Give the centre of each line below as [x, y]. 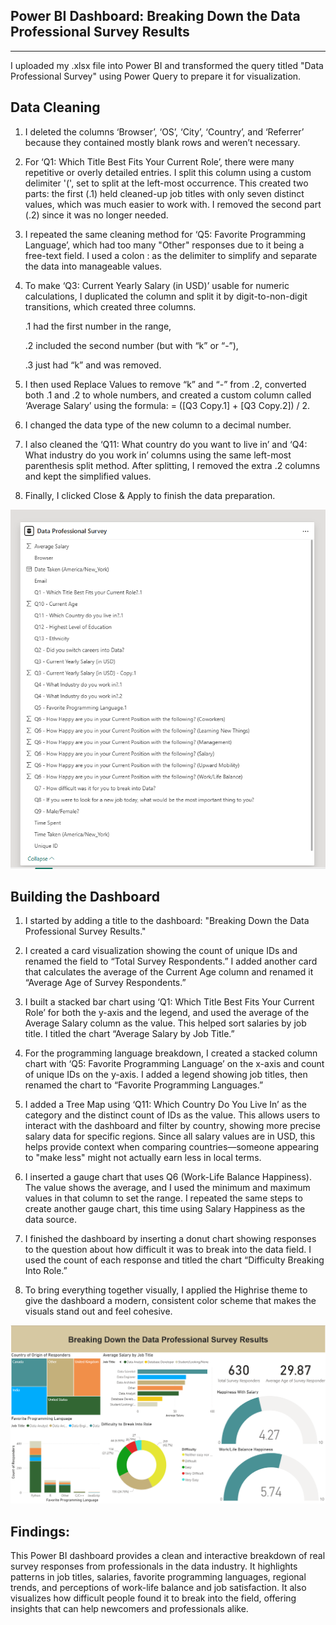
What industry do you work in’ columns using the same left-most [158, 455]
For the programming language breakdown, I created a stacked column [171, 1053]
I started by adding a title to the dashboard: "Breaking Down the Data [167, 921]
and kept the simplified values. [88, 476]
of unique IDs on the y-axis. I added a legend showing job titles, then [166, 1075]
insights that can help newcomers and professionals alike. [129, 1609]
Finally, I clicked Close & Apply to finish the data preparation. [150, 495]
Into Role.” [46, 1271]
